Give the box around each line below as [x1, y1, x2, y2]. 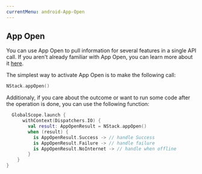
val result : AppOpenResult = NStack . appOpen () [28, 123, 147, 129]
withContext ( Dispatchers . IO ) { [22, 118, 101, 124]
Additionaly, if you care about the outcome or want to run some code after [6, 94, 191, 101]
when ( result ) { [28, 129, 69, 135]
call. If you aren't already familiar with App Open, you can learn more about [6, 54, 193, 61]
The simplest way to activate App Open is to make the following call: [6, 72, 176, 79]
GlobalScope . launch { [11, 112, 66, 118]
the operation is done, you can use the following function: [6, 101, 150, 108]
